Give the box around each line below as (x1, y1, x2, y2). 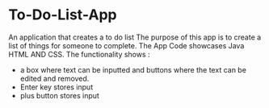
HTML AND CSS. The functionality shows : (8, 49, 151, 59)
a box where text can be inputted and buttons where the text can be (19, 64, 246, 74)
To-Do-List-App (8, 6, 117, 24)
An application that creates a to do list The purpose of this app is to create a (8, 32, 262, 42)
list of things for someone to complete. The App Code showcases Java (8, 40, 245, 50)
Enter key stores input (19, 82, 94, 92)
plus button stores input (19, 90, 99, 100)
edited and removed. (19, 73, 90, 83)
